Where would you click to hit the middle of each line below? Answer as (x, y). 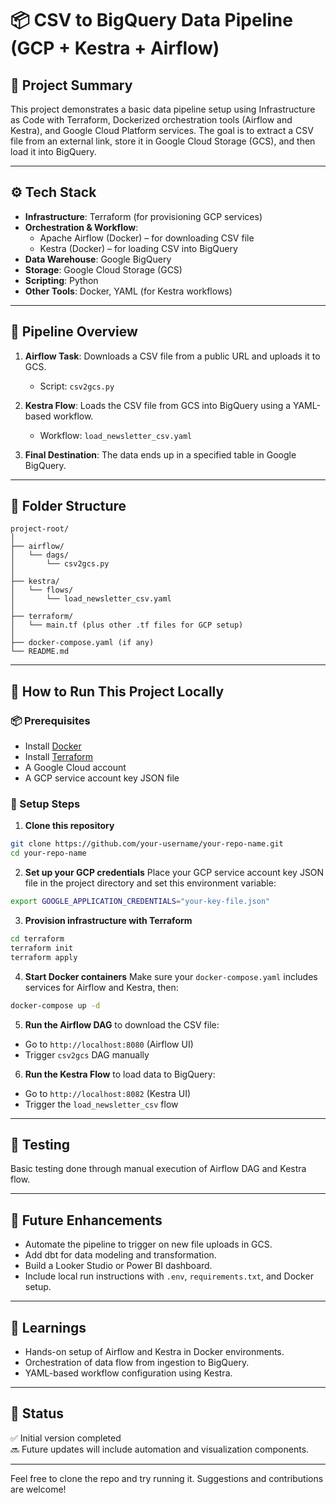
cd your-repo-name (48, 853)
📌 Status (37, 1413)
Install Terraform (59, 757)
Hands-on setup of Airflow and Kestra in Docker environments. (154, 1351)
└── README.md (40, 652)
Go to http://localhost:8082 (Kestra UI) (108, 1093)
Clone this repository (69, 826)
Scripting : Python (61, 280)
